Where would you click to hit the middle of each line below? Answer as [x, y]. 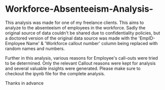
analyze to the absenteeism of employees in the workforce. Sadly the [75, 27]
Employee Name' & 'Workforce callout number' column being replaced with [82, 43]
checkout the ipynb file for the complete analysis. [55, 73]
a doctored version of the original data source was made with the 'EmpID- [80, 38]
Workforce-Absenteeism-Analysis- [79, 9]
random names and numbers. [35, 48]
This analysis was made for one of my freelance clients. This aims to [75, 22]
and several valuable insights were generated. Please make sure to [73, 68]
